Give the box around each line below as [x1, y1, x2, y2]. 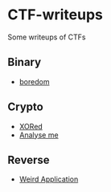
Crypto [7, 100, 43, 114]
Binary [7, 55, 42, 69]
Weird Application [18, 174, 79, 184]
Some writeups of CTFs [7, 32, 86, 42]
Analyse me [18, 130, 59, 140]
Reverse [7, 153, 50, 166]
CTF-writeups [7, 6, 104, 24]
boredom [18, 76, 50, 86]
